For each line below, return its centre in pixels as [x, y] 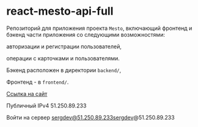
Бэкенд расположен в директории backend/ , [64, 70]
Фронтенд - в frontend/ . [38, 82]
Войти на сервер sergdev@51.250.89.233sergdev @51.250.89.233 [91, 117]
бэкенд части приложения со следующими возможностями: [86, 34]
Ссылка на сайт [27, 93]
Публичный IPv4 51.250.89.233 [46, 106]
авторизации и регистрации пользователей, [64, 46]
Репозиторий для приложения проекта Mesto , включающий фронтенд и [99, 28]
